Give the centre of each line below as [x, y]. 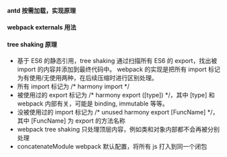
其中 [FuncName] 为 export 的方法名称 [71, 121]
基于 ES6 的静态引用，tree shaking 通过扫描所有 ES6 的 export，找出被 [117, 61]
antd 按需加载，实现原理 [41, 10]
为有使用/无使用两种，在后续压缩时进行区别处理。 [87, 78]
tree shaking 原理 [32, 44]
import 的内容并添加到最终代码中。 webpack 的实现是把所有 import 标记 [119, 69]
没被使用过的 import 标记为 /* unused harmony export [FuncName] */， [118, 112]
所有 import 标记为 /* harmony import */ [73, 86]
